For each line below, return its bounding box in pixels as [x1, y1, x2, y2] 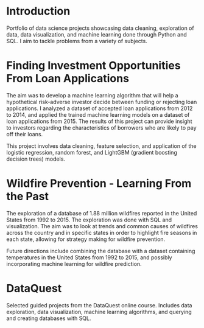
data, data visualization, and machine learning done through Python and [6, 30, 187, 38]
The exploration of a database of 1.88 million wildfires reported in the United [6, 209, 197, 217]
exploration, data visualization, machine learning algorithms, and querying [6, 308, 192, 315]
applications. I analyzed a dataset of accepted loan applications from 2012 [6, 105, 193, 112]
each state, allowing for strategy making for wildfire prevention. [6, 236, 166, 243]
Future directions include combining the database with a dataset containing [6, 247, 195, 254]
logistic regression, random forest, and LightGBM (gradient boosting [6, 148, 178, 156]
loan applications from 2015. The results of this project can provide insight [6, 117, 193, 125]
